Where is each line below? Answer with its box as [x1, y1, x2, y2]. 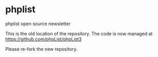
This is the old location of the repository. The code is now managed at [5, 30, 153, 36]
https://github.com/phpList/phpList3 [5, 36, 82, 42]
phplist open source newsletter [5, 21, 71, 27]
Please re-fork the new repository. [5, 46, 78, 52]
